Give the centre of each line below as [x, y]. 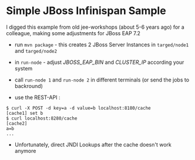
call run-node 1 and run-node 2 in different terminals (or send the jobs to [102, 80]
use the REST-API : [37, 97]
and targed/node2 [36, 50]
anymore [25, 151]
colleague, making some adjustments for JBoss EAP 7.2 [73, 33]
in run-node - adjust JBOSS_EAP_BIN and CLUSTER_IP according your [99, 62]
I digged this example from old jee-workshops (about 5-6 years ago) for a [95, 27]
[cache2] [17, 123]
